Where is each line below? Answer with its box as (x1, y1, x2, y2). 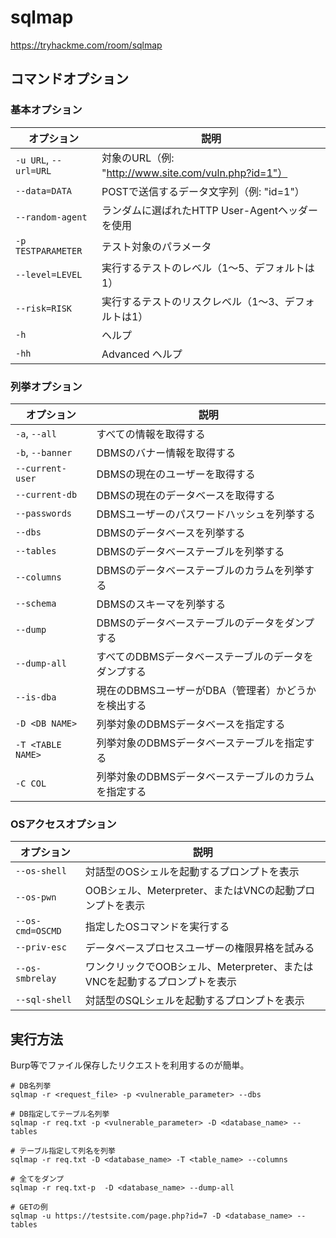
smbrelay (15, 973, 57, 985)
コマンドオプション (10, 71, 129, 88)
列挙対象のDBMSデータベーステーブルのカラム (96, 769, 315, 783)
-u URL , (15, 152, 50, 166)
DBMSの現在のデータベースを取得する (96, 488, 276, 502)
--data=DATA (15, 185, 73, 196)
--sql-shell (15, 994, 73, 1006)
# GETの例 (10, 1202, 48, 1213)
